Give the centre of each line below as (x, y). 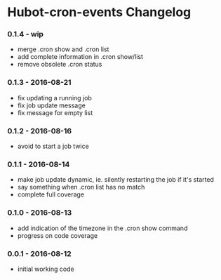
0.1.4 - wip (26, 34)
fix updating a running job (55, 98)
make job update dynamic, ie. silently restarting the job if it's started (115, 180)
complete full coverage (51, 194)
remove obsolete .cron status (60, 65)
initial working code (46, 269)
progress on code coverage (58, 235)
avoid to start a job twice (53, 146)
